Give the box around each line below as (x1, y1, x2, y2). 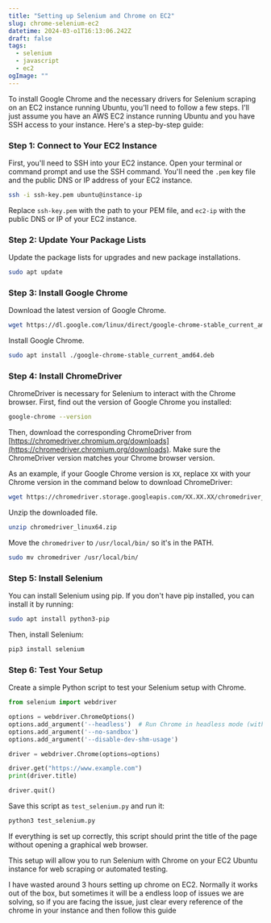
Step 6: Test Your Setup (8, 664, 103, 675)
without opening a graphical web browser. (8, 840, 148, 850)
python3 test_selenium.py (8, 816, 95, 825)
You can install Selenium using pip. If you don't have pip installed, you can (8, 591, 255, 601)
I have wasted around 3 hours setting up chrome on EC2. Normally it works (8, 879, 258, 889)
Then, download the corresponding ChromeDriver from (8, 428, 192, 437)
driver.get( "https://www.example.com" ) (8, 764, 143, 773)
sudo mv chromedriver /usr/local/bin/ (8, 553, 139, 562)
